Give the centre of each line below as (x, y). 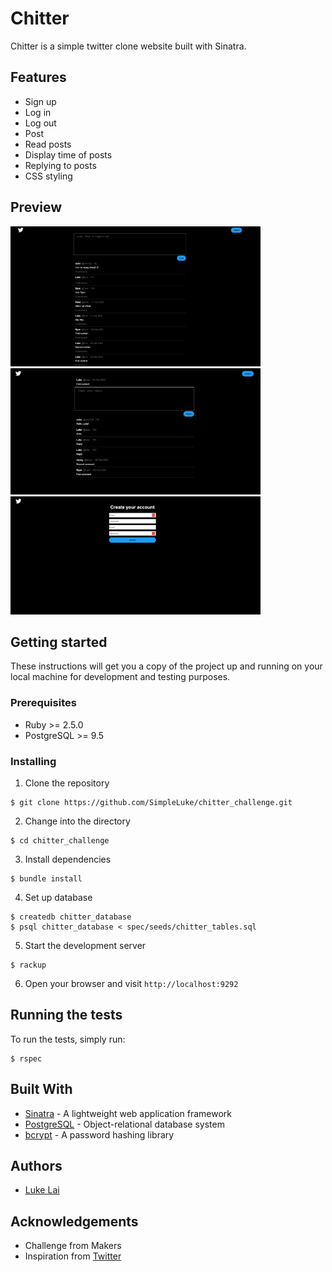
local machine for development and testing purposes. (120, 677)
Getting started (59, 642)
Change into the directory (77, 821)
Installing (33, 761)
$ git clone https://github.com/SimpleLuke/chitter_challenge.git (151, 803)
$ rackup (28, 965)
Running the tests (66, 1015)
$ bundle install (46, 879)
